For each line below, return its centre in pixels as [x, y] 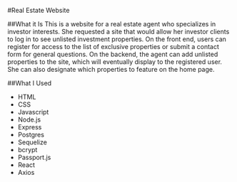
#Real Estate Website [39, 10]
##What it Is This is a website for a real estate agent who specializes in [112, 24]
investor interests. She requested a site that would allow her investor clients [118, 32]
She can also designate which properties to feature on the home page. [111, 69]
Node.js [29, 119]
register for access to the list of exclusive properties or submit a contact [113, 47]
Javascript [33, 112]
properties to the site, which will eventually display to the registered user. [115, 62]
